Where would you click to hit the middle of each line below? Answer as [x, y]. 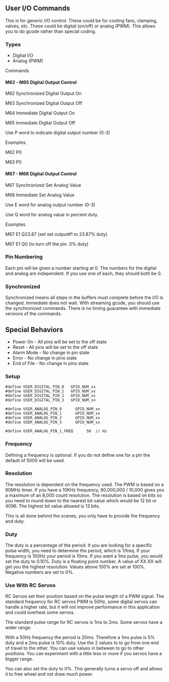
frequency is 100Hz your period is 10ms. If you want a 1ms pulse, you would [84, 556]
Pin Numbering [24, 257]
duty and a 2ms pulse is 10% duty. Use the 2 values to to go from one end [82, 643]
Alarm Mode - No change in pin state [51, 352]
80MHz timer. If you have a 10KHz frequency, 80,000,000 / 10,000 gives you [85, 490]
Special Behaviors [34, 329]
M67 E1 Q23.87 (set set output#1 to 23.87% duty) [56, 234]
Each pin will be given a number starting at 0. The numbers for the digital [81, 268]
